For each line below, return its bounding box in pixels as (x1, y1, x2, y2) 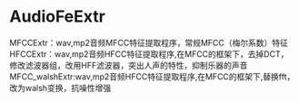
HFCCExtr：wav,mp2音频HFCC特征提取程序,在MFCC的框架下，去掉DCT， (9, 48, 289, 60)
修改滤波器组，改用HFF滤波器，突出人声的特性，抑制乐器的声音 (9, 60, 248, 70)
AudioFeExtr (9, 6, 106, 27)
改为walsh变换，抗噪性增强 (9, 82, 112, 93)
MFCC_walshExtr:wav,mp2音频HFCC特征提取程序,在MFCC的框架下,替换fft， (9, 70, 295, 82)
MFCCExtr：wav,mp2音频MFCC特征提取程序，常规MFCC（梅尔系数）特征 (9, 37, 289, 48)
